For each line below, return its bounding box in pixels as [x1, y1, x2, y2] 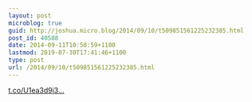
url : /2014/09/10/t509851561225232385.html [8, 64, 156, 72]
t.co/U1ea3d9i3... [8, 85, 65, 95]
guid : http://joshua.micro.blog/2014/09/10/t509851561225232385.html [8, 26, 245, 34]
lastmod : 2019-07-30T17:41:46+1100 [8, 49, 127, 57]
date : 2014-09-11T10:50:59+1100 [8, 41, 116, 49]
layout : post [8, 11, 52, 20]
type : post [8, 57, 45, 65]
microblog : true [8, 19, 62, 27]
